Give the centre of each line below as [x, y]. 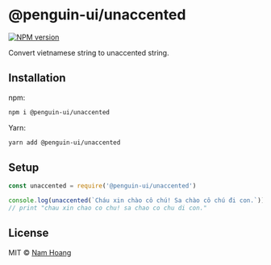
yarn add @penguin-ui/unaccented [65, 143]
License [29, 233]
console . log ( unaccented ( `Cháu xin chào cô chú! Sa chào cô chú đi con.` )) [137, 201]
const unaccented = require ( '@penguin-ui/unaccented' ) [102, 186]
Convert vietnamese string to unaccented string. [89, 52]
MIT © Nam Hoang [40, 252]
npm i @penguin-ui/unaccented [59, 112]
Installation [37, 78]
